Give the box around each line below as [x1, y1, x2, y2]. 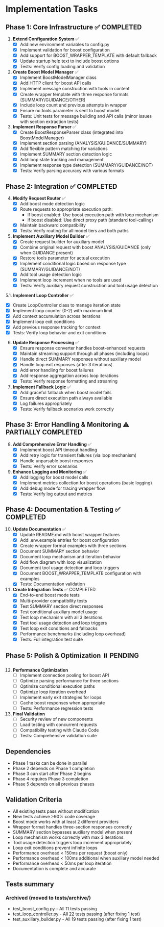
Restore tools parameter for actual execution [20, 255, 110, 261]
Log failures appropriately [20, 401, 72, 406]
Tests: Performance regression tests [20, 705, 94, 711]
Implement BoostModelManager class [20, 75, 97, 80]
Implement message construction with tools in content [20, 86, 130, 92]
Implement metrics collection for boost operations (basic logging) [20, 479, 152, 486]
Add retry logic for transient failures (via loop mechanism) [20, 452, 137, 458]
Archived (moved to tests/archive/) [5, 895, 91, 902]
